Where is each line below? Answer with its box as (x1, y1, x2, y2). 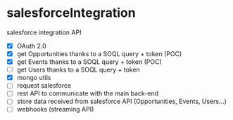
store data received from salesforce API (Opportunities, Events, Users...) (16, 97, 227, 106)
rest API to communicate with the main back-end (16, 89, 159, 98)
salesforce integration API (6, 28, 82, 36)
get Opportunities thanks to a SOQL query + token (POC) (16, 50, 182, 58)
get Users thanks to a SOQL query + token (16, 65, 140, 74)
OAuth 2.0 (16, 41, 46, 50)
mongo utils (16, 74, 51, 82)
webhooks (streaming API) (16, 105, 94, 114)
